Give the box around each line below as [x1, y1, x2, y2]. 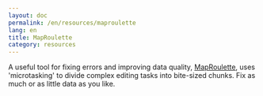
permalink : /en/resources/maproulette [8, 19, 136, 27]
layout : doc [8, 11, 48, 20]
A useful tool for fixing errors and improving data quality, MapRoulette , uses [8, 62, 256, 72]
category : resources [8, 41, 77, 49]
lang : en [8, 26, 37, 34]
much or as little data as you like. [8, 79, 116, 89]
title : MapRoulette [8, 33, 73, 42]
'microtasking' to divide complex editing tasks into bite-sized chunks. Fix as [8, 71, 256, 80]
